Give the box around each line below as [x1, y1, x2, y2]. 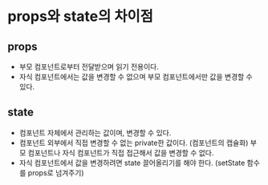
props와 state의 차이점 [7, 7, 153, 26]
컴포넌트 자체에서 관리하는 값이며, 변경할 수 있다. [18, 127, 172, 137]
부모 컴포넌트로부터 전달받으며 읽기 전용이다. [18, 62, 160, 71]
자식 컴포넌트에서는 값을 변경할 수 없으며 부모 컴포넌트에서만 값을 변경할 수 [18, 72, 254, 81]
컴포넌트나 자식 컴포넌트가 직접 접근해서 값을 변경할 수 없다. [27, 147, 214, 157]
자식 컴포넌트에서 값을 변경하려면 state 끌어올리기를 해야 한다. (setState [18, 158, 246, 167]
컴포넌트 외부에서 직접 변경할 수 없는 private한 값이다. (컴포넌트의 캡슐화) [18, 138, 249, 147]
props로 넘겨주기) [27, 167, 85, 177]
